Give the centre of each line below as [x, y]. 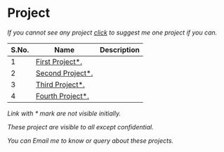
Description [120, 49]
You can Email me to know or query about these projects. [91, 140]
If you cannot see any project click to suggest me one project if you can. [112, 32]
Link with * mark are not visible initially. [64, 113]
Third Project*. [61, 84]
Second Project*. [65, 73]
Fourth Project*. [63, 96]
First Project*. [59, 61]
